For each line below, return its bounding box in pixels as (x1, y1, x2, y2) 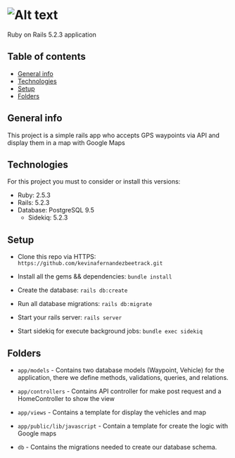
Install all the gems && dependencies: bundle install (17, 272, 172, 281)
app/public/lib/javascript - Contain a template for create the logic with (17, 422, 229, 430)
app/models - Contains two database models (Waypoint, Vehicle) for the (17, 366, 225, 374)
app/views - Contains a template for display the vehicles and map (17, 408, 206, 416)
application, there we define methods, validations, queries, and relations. (17, 374, 229, 381)
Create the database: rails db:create (17, 286, 128, 295)
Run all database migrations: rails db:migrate (17, 300, 153, 308)
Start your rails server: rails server (17, 313, 122, 322)
